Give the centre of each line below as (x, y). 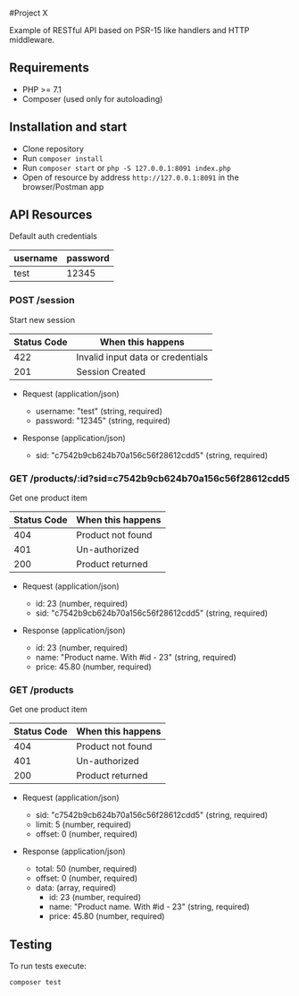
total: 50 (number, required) (86, 869)
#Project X (29, 13)
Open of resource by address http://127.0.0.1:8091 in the (130, 177)
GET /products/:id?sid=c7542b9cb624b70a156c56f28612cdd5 (149, 478)
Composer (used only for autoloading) (92, 98)
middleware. (32, 40)
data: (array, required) (76, 888)
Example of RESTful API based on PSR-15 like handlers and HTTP (129, 30)
